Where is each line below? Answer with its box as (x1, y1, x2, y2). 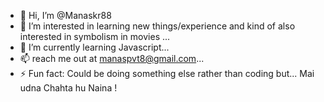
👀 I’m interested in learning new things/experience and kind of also (19, 20, 296, 32)
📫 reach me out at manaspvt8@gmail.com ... (19, 53, 205, 64)
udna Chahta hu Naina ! (19, 82, 118, 94)
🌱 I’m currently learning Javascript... (19, 41, 170, 53)
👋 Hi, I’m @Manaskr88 (19, 10, 112, 21)
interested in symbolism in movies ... (19, 31, 171, 42)
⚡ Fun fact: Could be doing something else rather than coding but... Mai (19, 68, 315, 79)
